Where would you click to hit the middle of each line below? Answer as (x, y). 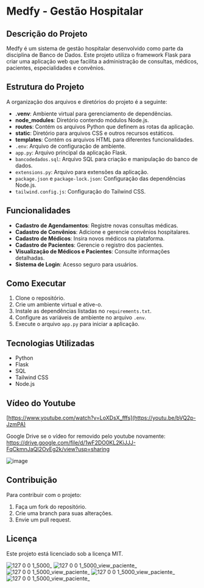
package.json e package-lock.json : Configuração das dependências (100, 178)
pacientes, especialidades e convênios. (56, 68)
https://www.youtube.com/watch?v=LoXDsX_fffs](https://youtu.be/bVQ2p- (102, 418)
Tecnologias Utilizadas (51, 343)
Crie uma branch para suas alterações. (64, 513)
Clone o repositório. (40, 298)
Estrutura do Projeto (45, 87)
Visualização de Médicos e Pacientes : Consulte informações (93, 251)
